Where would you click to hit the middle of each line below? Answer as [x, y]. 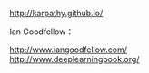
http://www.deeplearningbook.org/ [74, 59]
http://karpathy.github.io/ [56, 13]
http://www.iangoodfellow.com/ [68, 50]
